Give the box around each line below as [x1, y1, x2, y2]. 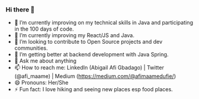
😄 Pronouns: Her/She [14, 79, 69, 86]
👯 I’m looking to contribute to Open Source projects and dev [14, 38, 163, 46]
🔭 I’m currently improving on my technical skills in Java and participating [14, 19, 193, 26]
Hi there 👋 [5, 5, 35, 14]
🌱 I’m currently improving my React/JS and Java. [14, 32, 135, 39]
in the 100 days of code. [14, 25, 74, 32]
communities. [14, 44, 49, 52]
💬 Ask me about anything [14, 57, 77, 65]
